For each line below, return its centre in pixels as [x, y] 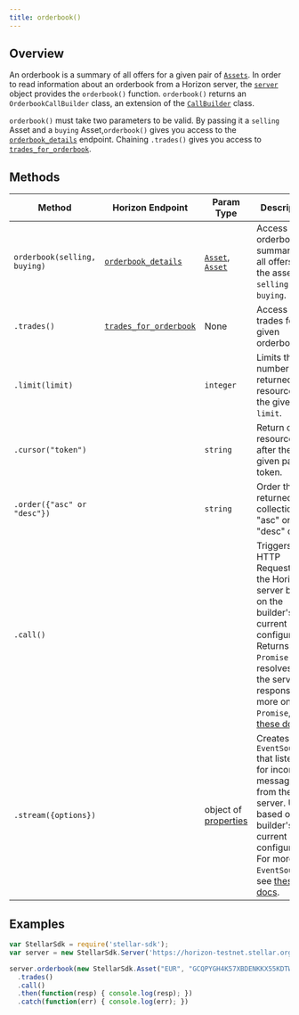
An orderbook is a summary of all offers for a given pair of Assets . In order [145, 75]
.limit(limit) [44, 385]
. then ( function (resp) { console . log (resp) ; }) [105, 994]
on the [270, 602]
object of [223, 810]
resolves [274, 668]
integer [221, 385]
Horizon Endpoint [150, 208]
